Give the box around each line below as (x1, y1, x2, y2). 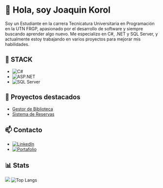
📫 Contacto (5, 125, 42, 134)
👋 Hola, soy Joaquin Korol (5, 4, 111, 16)
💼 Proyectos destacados (5, 93, 81, 102)
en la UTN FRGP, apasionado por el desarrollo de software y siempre (5, 25, 144, 31)
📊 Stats (5, 161, 30, 169)
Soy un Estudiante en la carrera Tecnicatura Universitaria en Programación (5, 21, 155, 26)
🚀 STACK (5, 56, 33, 64)
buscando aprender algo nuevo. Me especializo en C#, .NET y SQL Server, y (5, 31, 158, 37)
